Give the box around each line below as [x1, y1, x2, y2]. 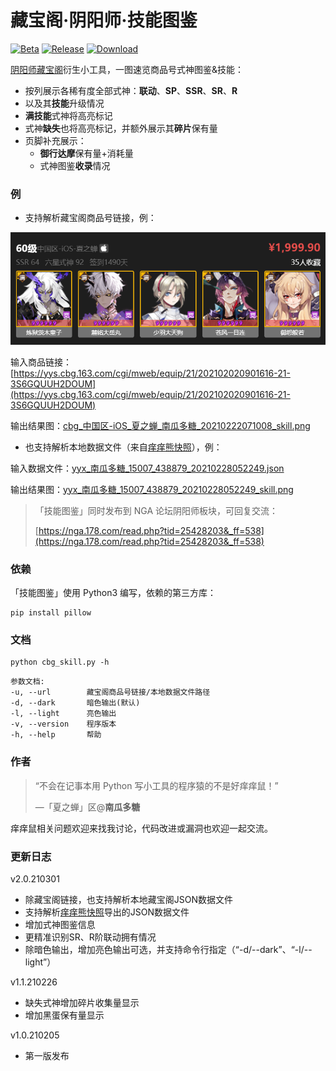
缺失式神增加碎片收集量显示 [24, 996, 140, 1008]
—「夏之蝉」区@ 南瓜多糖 [34, 801, 141, 813]
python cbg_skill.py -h [10, 657, 110, 668]
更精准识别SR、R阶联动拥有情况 [24, 931, 157, 943]
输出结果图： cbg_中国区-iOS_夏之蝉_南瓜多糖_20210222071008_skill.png [10, 419, 311, 431]
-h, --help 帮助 [10, 730, 102, 740]
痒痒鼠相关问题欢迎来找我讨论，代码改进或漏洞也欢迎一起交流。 [10, 822, 273, 834]
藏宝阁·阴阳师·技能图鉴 [10, 9, 198, 32]
